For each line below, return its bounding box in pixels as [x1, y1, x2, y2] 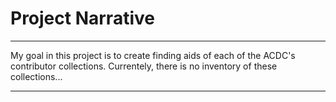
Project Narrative [10, 7, 155, 30]
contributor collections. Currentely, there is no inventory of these [10, 60, 278, 72]
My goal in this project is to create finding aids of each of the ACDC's [10, 49, 296, 61]
